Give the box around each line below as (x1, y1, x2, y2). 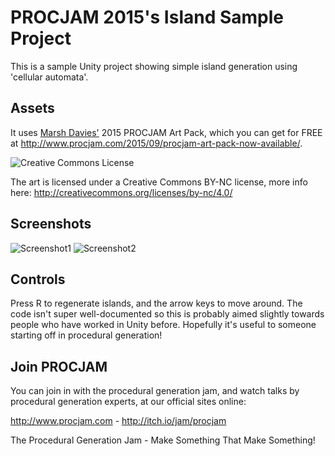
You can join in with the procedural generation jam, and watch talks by (10, 385, 300, 397)
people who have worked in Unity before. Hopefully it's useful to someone (10, 319, 317, 331)
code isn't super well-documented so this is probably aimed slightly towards (10, 308, 325, 320)
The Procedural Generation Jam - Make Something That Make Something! (10, 434, 316, 446)
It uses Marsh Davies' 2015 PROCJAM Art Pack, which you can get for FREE (10, 126, 323, 138)
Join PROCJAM (10, 358, 108, 375)
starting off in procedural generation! (10, 329, 163, 341)
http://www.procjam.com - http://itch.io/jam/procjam (10, 415, 227, 427)
